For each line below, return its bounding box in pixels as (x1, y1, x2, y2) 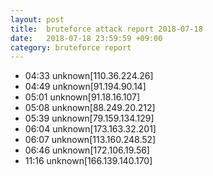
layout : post (10, 14, 65, 25)
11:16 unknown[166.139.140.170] (24, 155, 153, 167)
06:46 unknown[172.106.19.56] (24, 144, 150, 156)
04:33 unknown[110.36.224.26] (24, 70, 154, 82)
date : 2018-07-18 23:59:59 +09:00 (10, 33, 163, 43)
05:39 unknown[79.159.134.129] (24, 112, 155, 125)
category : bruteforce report (10, 42, 132, 53)
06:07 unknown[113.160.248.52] (24, 134, 157, 146)
